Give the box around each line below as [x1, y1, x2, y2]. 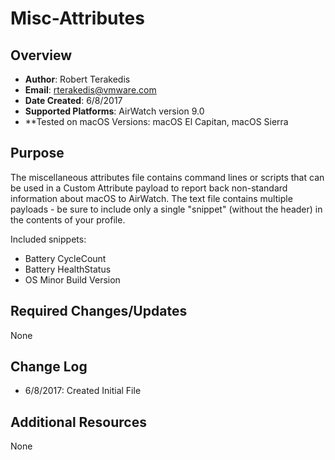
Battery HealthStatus [24, 263, 112, 275]
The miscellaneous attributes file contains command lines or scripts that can [10, 171, 325, 183]
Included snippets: [10, 233, 87, 245]
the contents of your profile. [10, 213, 126, 226]
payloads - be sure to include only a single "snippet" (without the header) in [10, 203, 323, 215]
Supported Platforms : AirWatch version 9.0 [24, 105, 205, 117]
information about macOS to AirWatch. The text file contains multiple [10, 192, 293, 204]
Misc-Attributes [10, 7, 145, 30]
